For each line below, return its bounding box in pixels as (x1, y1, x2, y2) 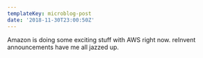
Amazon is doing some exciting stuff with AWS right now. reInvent (7, 35, 196, 43)
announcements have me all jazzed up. (7, 43, 120, 51)
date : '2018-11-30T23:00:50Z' (7, 17, 95, 23)
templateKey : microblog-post (7, 10, 92, 17)
